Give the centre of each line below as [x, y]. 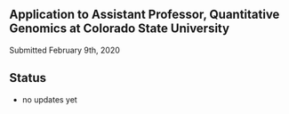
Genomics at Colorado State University [119, 29]
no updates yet [49, 99]
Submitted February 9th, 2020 [64, 50]
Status [28, 78]
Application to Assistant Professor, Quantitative [144, 15]
